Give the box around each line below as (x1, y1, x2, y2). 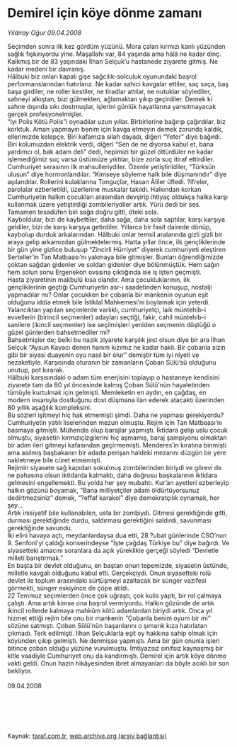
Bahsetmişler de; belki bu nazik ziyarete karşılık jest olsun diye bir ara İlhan (7, 335, 225, 344)
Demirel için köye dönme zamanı (7, 5, 202, 21)
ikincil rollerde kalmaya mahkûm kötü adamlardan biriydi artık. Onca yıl (7, 606, 213, 615)
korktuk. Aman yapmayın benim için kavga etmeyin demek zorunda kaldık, (7, 125, 224, 133)
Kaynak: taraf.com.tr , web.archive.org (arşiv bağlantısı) (7, 731, 168, 740)
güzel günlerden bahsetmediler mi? (7, 328, 110, 336)
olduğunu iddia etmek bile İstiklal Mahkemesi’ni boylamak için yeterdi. (7, 297, 210, 306)
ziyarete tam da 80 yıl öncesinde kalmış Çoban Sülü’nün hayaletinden (7, 380, 210, 389)
